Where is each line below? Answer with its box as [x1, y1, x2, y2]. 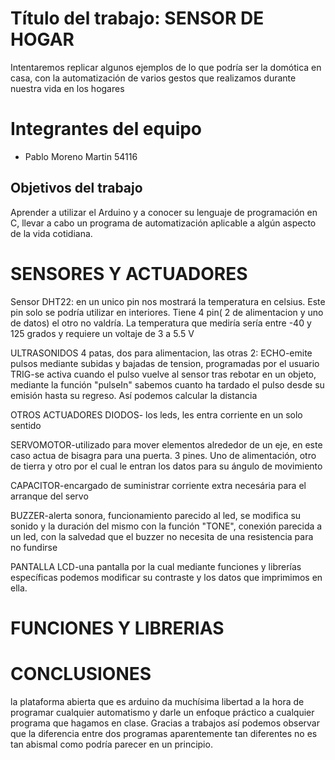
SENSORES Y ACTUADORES [10, 262, 248, 285]
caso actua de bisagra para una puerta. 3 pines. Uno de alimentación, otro [10, 449, 317, 461]
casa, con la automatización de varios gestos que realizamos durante [10, 72, 297, 84]
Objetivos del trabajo [10, 180, 143, 197]
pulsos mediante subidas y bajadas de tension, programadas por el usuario [10, 357, 320, 369]
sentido [10, 419, 42, 431]
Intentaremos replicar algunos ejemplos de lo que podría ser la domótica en [10, 61, 322, 73]
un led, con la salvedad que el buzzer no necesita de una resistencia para [10, 530, 314, 542]
